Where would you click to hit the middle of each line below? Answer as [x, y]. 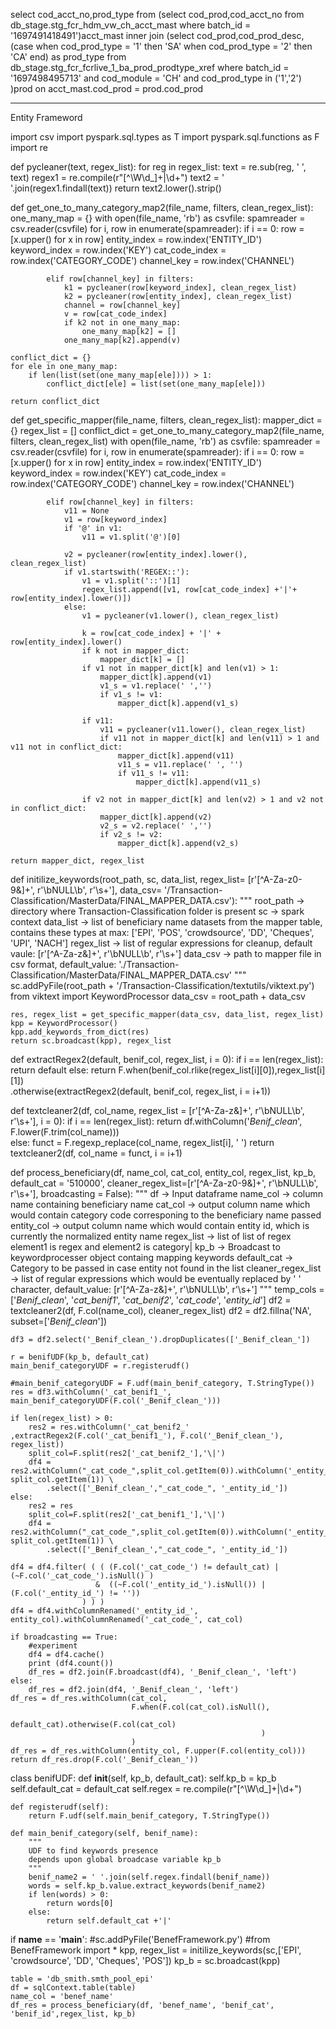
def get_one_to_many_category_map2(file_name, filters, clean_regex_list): [162, 207]
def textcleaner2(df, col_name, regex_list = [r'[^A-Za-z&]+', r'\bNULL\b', [157, 1110]
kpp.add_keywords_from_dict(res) [80, 1032]
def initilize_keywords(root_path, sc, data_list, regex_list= [128, 879]
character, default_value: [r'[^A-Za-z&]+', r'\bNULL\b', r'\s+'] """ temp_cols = [167, 1289]
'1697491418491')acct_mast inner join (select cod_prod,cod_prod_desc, [157, 35]
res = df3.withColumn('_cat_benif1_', [91, 1392]
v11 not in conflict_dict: [66, 747]
